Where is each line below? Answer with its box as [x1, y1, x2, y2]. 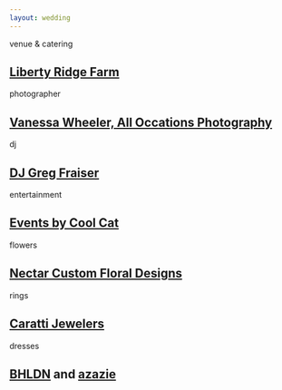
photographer [9, 88, 62, 100]
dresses [9, 340, 40, 351]
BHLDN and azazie [9, 366, 116, 382]
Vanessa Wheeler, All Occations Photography [9, 114, 273, 130]
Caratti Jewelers [9, 317, 105, 332]
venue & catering [9, 38, 73, 49]
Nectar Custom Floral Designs [9, 266, 183, 281]
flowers [9, 239, 38, 250]
